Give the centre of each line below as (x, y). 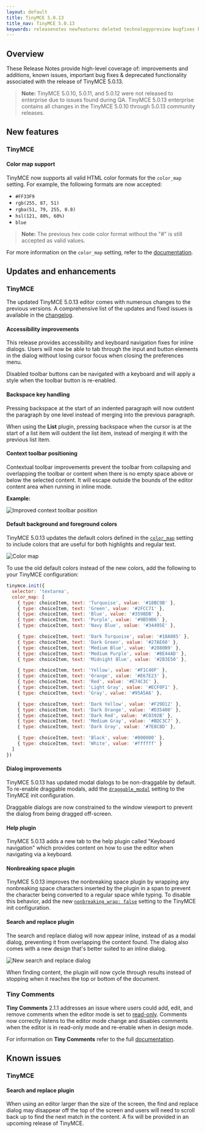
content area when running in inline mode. (59, 486)
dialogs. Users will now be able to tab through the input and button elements (102, 349)
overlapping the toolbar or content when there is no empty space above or (100, 473)
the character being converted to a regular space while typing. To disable (99, 895)
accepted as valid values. (53, 240)
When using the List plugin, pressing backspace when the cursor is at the (99, 426)
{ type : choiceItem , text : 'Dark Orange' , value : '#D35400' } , (99, 710)
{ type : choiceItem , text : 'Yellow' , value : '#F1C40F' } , (92, 670)
